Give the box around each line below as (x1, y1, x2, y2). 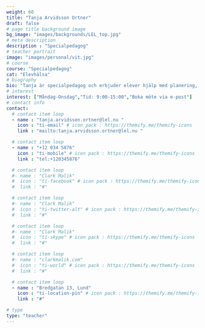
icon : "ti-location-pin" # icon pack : (17, 290, 121, 296)
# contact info (6, 99, 45, 105)
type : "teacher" (6, 313, 48, 319)
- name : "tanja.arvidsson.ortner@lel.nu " (12, 116, 124, 123)
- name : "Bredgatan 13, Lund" (12, 285, 92, 291)
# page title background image (6, 26, 86, 32)
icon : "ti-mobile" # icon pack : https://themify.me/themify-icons (17, 150, 195, 156)
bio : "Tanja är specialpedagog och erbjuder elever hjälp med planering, (6, 83, 198, 89)
